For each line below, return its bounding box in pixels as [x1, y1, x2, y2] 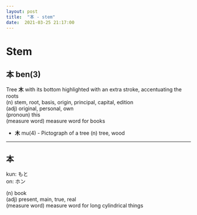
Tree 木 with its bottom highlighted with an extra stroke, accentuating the [6, 86, 182, 93]
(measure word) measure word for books [6, 118, 106, 125]
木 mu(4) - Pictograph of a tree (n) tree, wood [14, 129, 125, 136]
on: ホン [6, 178, 26, 185]
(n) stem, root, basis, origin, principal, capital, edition [6, 99, 134, 106]
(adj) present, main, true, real [6, 196, 76, 203]
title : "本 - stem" [6, 14, 56, 20]
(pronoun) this [6, 111, 41, 118]
